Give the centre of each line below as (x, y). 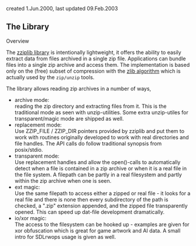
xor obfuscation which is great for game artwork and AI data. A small (97, 230)
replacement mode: (38, 125)
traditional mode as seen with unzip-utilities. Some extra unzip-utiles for (101, 112)
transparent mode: (37, 156)
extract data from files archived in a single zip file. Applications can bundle (96, 59)
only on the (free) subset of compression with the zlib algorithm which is (93, 71)
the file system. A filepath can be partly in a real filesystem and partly (98, 175)
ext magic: (27, 187)
